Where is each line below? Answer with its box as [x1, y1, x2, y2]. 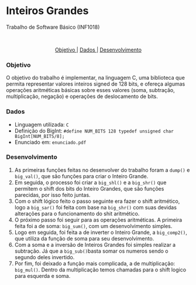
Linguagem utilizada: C [14, 121, 69, 128]
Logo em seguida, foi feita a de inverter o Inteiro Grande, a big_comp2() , [14, 229, 187, 236]
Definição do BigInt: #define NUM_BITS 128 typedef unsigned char [14, 127, 174, 134]
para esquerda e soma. [14, 272, 71, 279]
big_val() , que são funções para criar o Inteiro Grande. [14, 172, 149, 179]
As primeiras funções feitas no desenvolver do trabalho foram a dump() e [14, 166, 190, 174]
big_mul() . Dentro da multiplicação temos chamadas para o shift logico [14, 266, 186, 273]
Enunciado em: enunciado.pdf [14, 138, 87, 145]
